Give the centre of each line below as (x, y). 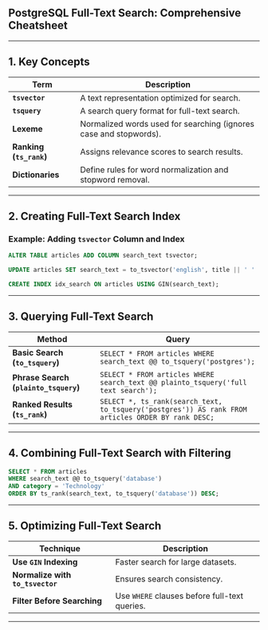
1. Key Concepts (49, 62)
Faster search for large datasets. (176, 561)
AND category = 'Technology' (57, 486)
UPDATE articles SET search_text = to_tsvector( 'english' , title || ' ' (132, 270)
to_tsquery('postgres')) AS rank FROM (173, 409)
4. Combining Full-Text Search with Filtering (120, 453)
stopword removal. (114, 179)
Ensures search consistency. (169, 579)
